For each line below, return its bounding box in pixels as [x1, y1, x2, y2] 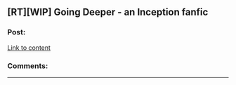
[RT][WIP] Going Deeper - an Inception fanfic [7, 6, 209, 18]
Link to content [7, 43, 51, 52]
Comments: [7, 60, 48, 70]
